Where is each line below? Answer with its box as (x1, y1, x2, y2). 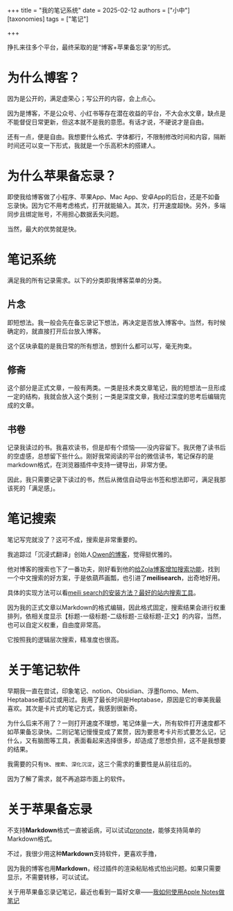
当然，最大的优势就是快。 (7, 225, 80, 233)
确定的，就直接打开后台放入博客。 (7, 326, 105, 335)
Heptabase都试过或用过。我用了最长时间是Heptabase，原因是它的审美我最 (7, 695, 222, 704)
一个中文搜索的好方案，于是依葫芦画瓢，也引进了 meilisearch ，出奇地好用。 (7, 573, 224, 583)
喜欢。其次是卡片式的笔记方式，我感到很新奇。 (7, 704, 141, 713)
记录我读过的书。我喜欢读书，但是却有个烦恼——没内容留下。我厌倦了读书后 (7, 443, 226, 452)
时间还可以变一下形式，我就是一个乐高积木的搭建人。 (7, 141, 159, 150)
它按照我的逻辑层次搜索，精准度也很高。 (7, 635, 123, 644)
